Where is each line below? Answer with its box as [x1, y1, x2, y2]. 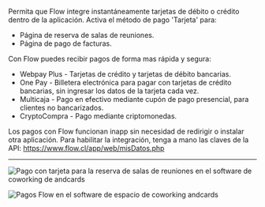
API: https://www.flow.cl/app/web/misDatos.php [8, 144, 165, 152]
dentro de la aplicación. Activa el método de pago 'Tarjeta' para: [8, 15, 217, 24]
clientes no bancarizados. [19, 103, 104, 112]
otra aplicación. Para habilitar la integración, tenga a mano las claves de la [8, 135, 249, 145]
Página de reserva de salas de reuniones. [19, 31, 155, 40]
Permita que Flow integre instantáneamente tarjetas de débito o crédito [8, 7, 240, 16]
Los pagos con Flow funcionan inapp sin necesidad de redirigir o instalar [8, 126, 244, 136]
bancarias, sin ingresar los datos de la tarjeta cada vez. [19, 86, 200, 96]
